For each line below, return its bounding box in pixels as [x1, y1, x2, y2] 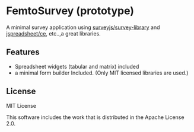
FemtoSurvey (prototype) [6, 4, 135, 18]
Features [6, 47, 40, 57]
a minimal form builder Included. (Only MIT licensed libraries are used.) [14, 69, 189, 76]
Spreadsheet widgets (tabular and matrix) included [14, 63, 139, 70]
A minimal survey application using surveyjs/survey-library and [6, 24, 160, 31]
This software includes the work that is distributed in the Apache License [6, 114, 185, 121]
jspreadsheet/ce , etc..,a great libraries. [6, 30, 101, 37]
